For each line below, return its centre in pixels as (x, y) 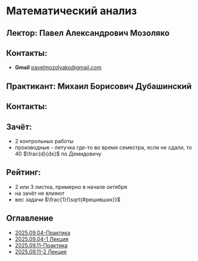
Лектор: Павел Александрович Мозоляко (88, 33)
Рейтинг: (24, 173)
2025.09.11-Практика (41, 245)
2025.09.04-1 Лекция (41, 239)
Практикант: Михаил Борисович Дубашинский (99, 86)
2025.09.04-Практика (42, 232)
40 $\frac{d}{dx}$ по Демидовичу (58, 154)
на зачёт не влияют (39, 193)
